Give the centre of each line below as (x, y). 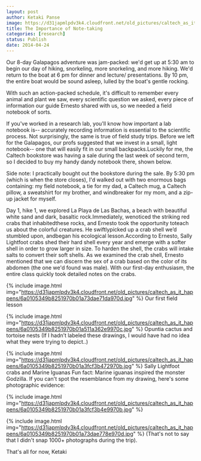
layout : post (22, 12)
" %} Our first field (155, 298)
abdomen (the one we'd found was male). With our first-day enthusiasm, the (100, 268)
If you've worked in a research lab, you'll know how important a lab (89, 123)
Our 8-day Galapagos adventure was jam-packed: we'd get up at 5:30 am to (100, 62)
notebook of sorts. (29, 112)
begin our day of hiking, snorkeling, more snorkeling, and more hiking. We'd (100, 68)
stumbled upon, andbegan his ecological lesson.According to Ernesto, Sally (99, 236)
